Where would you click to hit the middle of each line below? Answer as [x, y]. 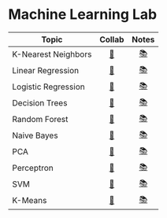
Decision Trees [40, 103]
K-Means [30, 201]
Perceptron [33, 168]
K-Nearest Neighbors [52, 54]
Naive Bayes [35, 135]
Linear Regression [46, 71]
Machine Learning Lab [83, 15]
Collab [112, 39]
